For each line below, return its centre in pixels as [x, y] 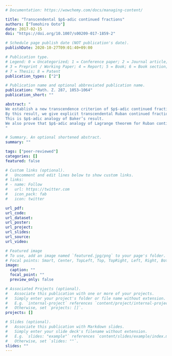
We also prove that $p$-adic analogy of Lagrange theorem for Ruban [80, 123]
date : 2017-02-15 [24, 29]
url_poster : [18, 222]
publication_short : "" [29, 95]
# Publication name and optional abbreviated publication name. [75, 85]
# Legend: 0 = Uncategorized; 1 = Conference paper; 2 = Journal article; [87, 62]
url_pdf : [15, 208]
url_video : [17, 241]
